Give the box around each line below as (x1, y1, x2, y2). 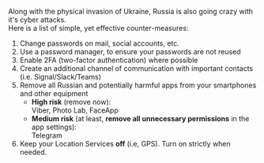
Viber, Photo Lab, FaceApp (31, 106, 119, 115)
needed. (19, 147, 47, 157)
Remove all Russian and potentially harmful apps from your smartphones (19, 80, 257, 90)
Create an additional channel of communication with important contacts (19, 64, 254, 73)
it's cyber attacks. (8, 15, 67, 24)
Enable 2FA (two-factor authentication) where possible (19, 55, 198, 65)
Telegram (31, 131, 63, 140)
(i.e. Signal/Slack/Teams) (19, 72, 101, 81)
